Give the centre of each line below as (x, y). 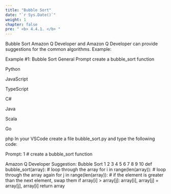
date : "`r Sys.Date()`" (31, 15)
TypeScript (17, 89)
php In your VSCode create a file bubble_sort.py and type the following (80, 139)
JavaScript (17, 79)
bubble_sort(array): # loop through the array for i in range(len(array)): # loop (86, 169)
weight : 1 (16, 20)
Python (13, 69)
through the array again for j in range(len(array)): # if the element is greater (84, 175)
